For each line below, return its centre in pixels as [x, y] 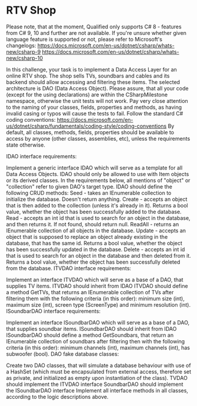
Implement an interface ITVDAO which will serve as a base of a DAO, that [95, 280]
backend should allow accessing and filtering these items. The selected [93, 82]
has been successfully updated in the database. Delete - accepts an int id [96, 249]
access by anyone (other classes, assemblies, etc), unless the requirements [98, 138]
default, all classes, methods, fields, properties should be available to [90, 132]
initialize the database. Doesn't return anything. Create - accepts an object [97, 199]
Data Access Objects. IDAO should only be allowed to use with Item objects [98, 174]
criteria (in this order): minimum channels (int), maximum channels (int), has [98, 347]
